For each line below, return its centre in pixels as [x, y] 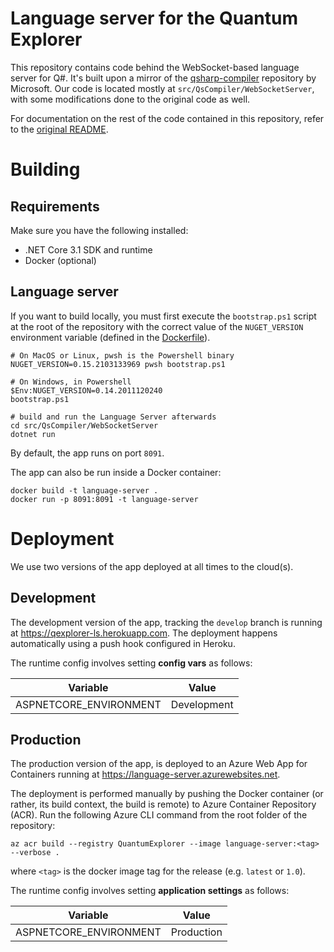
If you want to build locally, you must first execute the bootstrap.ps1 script [163, 316]
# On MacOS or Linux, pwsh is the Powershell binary [122, 355]
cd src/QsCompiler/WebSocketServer [84, 425]
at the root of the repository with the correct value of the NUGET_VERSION [157, 326]
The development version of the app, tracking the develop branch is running [166, 622]
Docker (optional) [60, 260]
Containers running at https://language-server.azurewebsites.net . [145, 774]
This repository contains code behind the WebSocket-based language [155, 67]
